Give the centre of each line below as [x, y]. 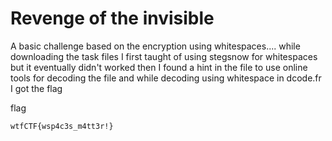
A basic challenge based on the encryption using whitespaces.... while [155, 46]
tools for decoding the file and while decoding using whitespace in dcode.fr [166, 78]
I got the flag [36, 88]
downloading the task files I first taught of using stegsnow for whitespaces [164, 56]
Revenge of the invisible [112, 18]
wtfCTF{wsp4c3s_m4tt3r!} [62, 126]
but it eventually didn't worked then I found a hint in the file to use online [159, 67]
